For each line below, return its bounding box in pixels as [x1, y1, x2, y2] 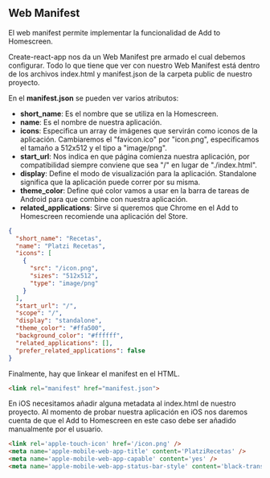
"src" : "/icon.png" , [29, 265, 99, 273]
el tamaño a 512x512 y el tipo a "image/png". [19, 142, 167, 152]
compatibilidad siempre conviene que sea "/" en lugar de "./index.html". [19, 160, 257, 170]
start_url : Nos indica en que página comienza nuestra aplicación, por [19, 151, 251, 161]
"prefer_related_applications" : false [15, 346, 146, 355]
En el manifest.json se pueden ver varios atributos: [8, 93, 179, 103]
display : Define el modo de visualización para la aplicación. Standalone [19, 168, 257, 178]
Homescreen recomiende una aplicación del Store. [19, 211, 189, 220]
